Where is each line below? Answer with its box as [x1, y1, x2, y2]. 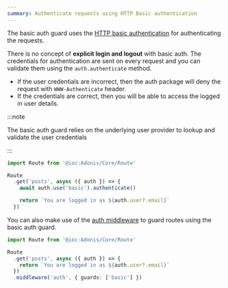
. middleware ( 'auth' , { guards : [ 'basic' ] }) [13, 274, 142, 281]
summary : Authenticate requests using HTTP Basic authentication [7, 10, 197, 17]
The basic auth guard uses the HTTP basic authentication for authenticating [7, 29, 221, 37]
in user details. [16, 99, 59, 107]
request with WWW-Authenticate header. [16, 84, 127, 93]
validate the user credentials [7, 133, 88, 141]
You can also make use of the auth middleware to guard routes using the [7, 215, 212, 224]
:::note [7, 112, 25, 121]
